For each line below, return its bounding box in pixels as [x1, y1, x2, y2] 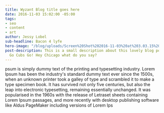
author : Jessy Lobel [5, 35, 47, 40]
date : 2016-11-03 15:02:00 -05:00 [5, 12, 76, 17]
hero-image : [5, 44, 29, 48]
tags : [5, 16, 16, 21]
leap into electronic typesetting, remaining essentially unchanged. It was [5, 87, 151, 93]
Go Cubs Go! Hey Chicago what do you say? [9, 52, 97, 58]
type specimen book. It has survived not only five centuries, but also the [5, 82, 150, 88]
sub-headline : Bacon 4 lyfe [5, 39, 62, 44]
